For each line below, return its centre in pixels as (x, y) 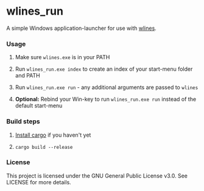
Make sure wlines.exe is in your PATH (62, 57)
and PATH (28, 76)
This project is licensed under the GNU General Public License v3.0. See (97, 176)
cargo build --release (44, 147)
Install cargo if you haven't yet (53, 135)
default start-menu (39, 106)
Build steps (23, 121)
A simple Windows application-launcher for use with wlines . (81, 28)
